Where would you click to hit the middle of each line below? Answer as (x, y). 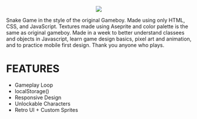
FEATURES (33, 69)
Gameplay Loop (34, 85)
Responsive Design (38, 97)
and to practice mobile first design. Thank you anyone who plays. (85, 45)
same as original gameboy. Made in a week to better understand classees (95, 33)
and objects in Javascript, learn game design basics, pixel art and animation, (99, 39)
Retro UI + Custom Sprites (46, 110)
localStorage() (32, 91)
